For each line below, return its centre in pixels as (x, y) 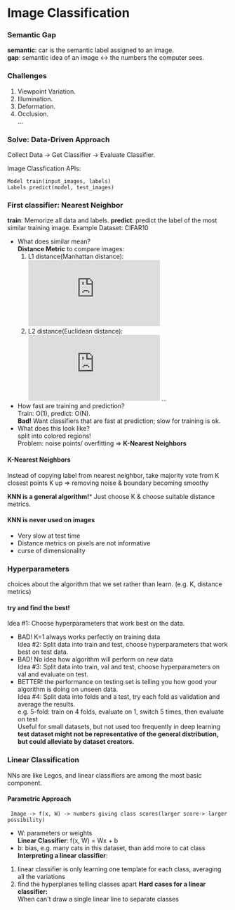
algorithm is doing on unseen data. (67, 689)
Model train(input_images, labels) (59, 182)
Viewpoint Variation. (46, 91)
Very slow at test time (49, 536)
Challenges (27, 76)
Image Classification (68, 13)
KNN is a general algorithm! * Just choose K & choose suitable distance (111, 496)
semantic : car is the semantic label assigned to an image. (90, 50)
